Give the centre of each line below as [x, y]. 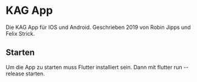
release [15, 74]
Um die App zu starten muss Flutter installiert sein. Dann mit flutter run [94, 67]
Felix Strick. [20, 33]
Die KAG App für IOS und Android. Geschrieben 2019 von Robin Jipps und [98, 27]
